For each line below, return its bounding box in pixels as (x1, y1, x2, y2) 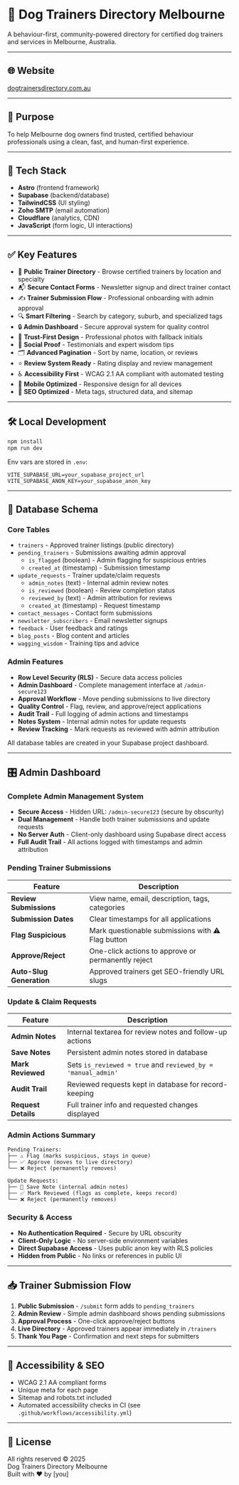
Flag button (89, 935, 128, 944)
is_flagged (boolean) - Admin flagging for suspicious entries (28, 556, 206, 565)
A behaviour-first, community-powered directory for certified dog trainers (7, 30, 223, 38)
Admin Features (7, 657, 64, 667)
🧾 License (7, 1436, 52, 1448)
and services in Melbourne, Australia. (7, 37, 117, 46)
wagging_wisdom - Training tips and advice (17, 639, 140, 648)
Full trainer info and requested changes (67, 1100, 198, 1110)
